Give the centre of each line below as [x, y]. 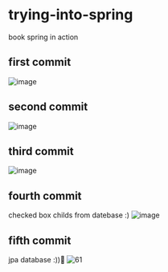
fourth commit [45, 195]
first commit [40, 62]
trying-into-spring [71, 15]
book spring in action [43, 37]
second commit [48, 107]
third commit [41, 151]
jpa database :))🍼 [37, 260]
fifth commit [40, 240]
